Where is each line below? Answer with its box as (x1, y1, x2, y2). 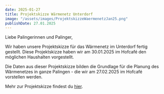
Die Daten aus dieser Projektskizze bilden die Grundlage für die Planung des (5, 64, 159, 70)
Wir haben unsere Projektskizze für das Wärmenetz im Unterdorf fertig (5, 44, 148, 49)
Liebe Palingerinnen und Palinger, (5, 34, 73, 40)
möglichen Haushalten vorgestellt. (5, 54, 74, 60)
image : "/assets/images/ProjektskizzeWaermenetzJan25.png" (5, 16, 128, 21)
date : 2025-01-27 (5, 7, 41, 12)
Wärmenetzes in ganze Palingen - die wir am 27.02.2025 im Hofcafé (5, 69, 143, 75)
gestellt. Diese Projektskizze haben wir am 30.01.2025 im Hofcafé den (5, 49, 147, 55)
